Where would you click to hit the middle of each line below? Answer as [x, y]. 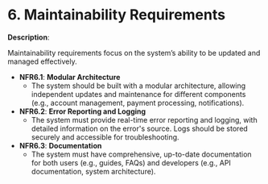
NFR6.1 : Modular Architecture [70, 77]
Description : [29, 37]
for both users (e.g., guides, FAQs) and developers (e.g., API [131, 162]
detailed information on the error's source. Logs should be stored [140, 128]
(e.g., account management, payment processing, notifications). [138, 102]
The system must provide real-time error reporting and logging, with [144, 119]
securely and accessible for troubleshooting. [105, 137]
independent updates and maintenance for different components [138, 94]
